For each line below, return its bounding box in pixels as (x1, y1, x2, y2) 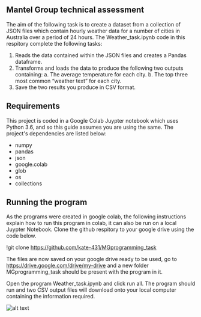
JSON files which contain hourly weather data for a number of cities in (6, 27, 180, 34)
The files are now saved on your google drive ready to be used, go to (6, 256, 177, 263)
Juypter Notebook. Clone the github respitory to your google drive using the (6, 226, 194, 233)
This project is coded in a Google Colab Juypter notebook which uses (6, 117, 179, 124)
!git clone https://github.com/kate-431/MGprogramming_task (6, 244, 157, 251)
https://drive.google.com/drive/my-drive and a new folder (6, 262, 149, 269)
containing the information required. (6, 293, 95, 300)
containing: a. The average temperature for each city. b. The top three (14, 70, 188, 78)
